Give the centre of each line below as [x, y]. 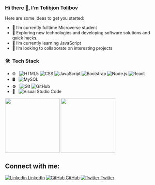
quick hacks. [25, 38]
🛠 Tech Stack [22, 61]
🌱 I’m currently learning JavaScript [46, 43]
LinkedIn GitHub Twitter [71, 178]
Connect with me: [32, 166]
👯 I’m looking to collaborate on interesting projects [62, 48]
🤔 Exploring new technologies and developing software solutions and [81, 33]
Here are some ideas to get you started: [45, 18]
